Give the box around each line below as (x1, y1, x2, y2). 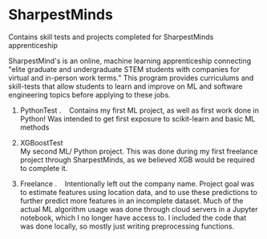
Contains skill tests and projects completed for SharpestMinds (8, 32, 214, 42)
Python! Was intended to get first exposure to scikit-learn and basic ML (19, 114, 256, 123)
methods (19, 122, 50, 132)
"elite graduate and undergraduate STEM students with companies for (8, 64, 241, 74)
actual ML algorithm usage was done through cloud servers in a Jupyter (19, 204, 258, 213)
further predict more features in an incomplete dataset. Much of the (19, 196, 244, 205)
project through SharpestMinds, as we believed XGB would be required (19, 154, 255, 165)
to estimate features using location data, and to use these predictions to (19, 187, 258, 197)
